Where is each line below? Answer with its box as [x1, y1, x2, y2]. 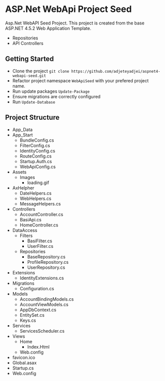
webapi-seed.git [12, 73, 46, 78]
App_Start [12, 132, 33, 138]
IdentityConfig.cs [19, 148, 56, 154]
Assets [12, 169, 27, 175]
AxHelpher [12, 185, 35, 190]
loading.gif [27, 180, 50, 186]
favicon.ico [12, 354, 36, 360]
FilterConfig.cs [19, 142, 51, 148]
